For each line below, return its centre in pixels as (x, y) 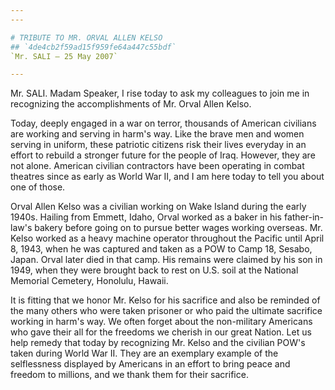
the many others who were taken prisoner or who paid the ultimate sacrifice (166, 311)
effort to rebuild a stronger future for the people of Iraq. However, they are (163, 155)
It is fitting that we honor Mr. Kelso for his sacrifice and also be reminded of (165, 300)
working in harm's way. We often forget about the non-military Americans (161, 322)
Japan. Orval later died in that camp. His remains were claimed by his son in (166, 260)
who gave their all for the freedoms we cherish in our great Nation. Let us (161, 332)
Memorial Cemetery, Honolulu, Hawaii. (89, 281)
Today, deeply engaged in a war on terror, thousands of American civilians (163, 123)
